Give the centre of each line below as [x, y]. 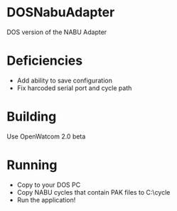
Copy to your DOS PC [49, 185]
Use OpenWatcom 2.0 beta [46, 136]
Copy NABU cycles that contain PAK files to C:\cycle [93, 192]
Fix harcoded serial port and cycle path [74, 88]
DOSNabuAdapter [61, 12]
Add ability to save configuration [65, 80]
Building [32, 117]
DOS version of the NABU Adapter [57, 32]
